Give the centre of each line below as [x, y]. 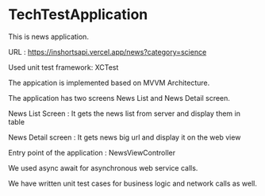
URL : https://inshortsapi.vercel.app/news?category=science [108, 52]
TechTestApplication [78, 15]
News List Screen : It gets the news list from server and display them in [124, 113]
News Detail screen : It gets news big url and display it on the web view [125, 137]
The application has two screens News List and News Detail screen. [119, 98]
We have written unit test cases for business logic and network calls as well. [133, 183]
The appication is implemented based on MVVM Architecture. [109, 83]
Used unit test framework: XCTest [63, 67]
